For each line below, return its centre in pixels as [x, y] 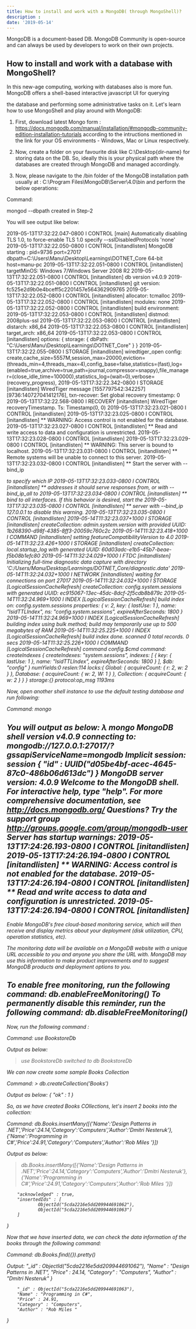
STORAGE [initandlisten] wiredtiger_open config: [124, 352]
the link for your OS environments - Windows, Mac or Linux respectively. [102, 140]
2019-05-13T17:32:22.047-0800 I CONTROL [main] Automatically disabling [97, 233]
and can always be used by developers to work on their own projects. [90, 45]
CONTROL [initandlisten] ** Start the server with [124, 463]
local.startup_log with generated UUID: [54, 550]
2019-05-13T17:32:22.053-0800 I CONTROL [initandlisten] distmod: [88, 314]
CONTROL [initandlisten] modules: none [123, 302]
